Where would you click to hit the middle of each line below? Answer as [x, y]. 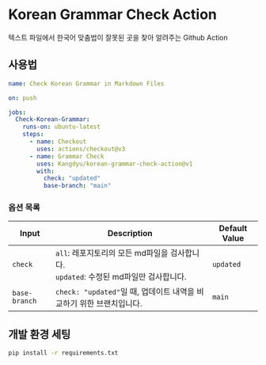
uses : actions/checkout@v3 [81, 149]
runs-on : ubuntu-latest [62, 127]
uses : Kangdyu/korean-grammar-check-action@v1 [115, 164]
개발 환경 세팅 [40, 334]
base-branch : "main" [77, 186]
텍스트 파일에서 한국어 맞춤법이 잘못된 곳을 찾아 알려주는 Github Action [118, 37]
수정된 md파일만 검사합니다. [138, 277]
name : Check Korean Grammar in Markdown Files [86, 84]
